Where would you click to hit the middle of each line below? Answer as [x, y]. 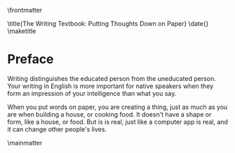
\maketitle [22, 31]
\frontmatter [25, 10]
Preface [31, 59]
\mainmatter [25, 143]
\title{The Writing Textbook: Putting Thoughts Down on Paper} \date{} [108, 23]
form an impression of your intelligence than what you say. [92, 93]
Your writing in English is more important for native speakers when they [110, 86]
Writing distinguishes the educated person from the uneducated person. [112, 78]
